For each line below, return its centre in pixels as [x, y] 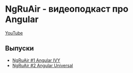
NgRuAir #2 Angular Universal [42, 65]
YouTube [14, 33]
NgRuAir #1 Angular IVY [36, 60]
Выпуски [20, 48]
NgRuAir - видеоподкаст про [67, 9]
